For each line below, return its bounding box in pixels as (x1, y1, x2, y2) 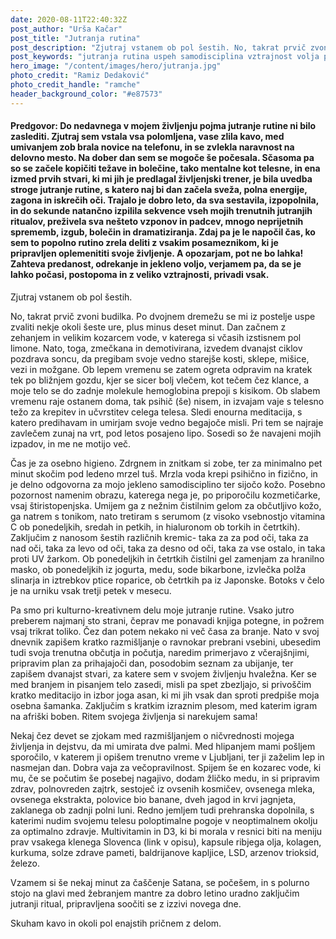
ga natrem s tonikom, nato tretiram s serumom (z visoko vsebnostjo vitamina (10, 510, 326, 522)
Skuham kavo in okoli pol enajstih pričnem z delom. (10, 917, 222, 929)
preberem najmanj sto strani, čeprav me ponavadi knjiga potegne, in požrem (10, 614, 325, 626)
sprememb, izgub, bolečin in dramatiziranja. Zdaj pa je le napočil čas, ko (10, 226, 316, 238)
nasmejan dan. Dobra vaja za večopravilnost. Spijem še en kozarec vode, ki (10, 761, 322, 773)
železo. (10, 857, 40, 869)
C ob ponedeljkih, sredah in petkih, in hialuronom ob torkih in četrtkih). (10, 521, 301, 533)
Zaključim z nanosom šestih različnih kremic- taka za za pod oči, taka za (10, 531, 309, 543)
